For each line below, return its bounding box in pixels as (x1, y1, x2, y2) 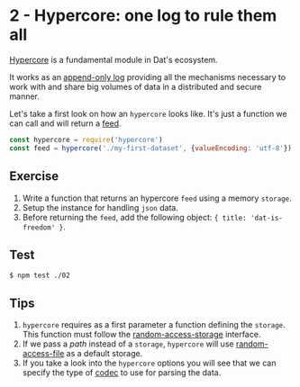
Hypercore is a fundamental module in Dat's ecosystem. (9, 54, 218, 65)
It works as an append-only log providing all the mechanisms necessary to (9, 71, 286, 82)
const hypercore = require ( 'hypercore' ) (9, 135, 164, 144)
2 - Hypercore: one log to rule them (9, 5, 277, 26)
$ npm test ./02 (9, 271, 70, 280)
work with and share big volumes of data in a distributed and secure (9, 81, 262, 92)
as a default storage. (66, 348, 143, 359)
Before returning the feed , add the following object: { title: (22, 211, 247, 222)
